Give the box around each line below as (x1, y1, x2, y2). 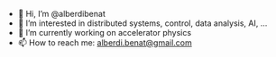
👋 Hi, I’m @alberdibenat (17, 9, 106, 19)
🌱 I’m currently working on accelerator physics (17, 28, 192, 37)
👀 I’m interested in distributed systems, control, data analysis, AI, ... (17, 18, 268, 28)
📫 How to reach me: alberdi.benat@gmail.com (17, 37, 192, 48)
